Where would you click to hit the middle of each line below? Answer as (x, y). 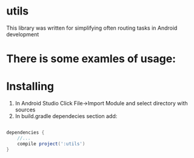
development (23, 34)
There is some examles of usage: (91, 59)
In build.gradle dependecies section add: (66, 116)
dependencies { (25, 133)
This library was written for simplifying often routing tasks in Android (92, 28)
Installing (30, 87)
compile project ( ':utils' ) (51, 143)
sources (25, 110)
